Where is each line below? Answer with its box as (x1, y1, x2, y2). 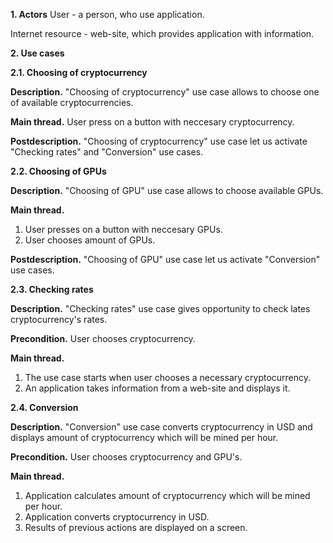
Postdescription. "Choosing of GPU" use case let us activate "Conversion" (10, 254, 321, 265)
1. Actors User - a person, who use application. (10, 9, 205, 20)
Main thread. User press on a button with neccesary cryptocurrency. (10, 116, 295, 128)
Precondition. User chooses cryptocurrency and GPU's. (10, 451, 243, 463)
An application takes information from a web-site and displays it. (24, 382, 291, 394)
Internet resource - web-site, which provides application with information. (10, 28, 315, 39)
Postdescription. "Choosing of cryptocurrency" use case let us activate (10, 135, 308, 147)
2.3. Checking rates (10, 284, 94, 295)
